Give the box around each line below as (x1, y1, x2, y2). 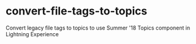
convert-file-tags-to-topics (5, 4, 147, 18)
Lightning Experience (5, 30, 59, 37)
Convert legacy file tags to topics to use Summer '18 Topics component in (5, 24, 191, 31)
